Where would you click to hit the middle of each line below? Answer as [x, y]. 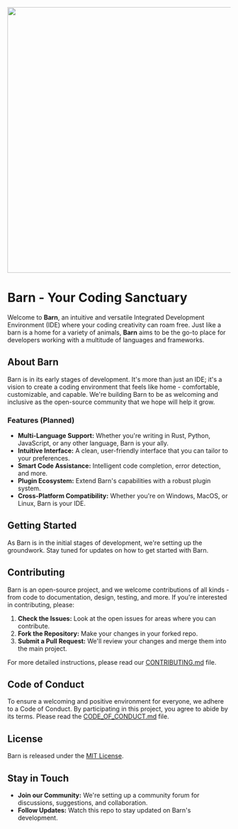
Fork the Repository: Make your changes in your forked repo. [108, 633]
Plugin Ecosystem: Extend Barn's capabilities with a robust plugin [114, 481]
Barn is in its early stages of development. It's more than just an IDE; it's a [115, 379]
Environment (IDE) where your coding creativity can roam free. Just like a [114, 325]
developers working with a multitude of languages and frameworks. [106, 339]
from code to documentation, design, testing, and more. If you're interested [117, 597]
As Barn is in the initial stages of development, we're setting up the [105, 543]
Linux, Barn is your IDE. [52, 504]
